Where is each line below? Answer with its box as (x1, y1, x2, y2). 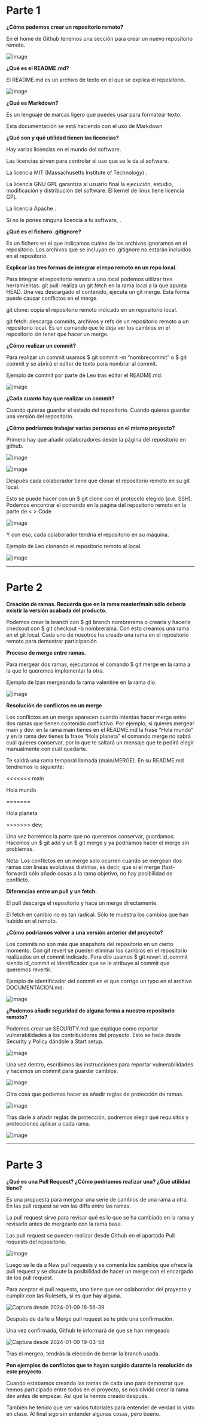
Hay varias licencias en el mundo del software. (6, 145, 121, 153)
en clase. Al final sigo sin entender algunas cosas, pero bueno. (6, 1410, 161, 1417)
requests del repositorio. (6, 1238, 67, 1245)
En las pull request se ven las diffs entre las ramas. (6, 1202, 132, 1209)
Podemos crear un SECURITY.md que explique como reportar (6, 1024, 159, 1032)
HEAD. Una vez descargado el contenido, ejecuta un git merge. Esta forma (6, 288, 190, 295)
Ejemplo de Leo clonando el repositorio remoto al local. (6, 542, 142, 549)
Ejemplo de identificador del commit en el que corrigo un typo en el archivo (6, 977, 193, 984)
